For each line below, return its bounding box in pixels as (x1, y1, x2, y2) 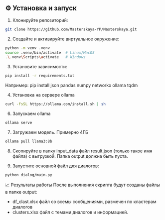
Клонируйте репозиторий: (12, 17, 68, 23)
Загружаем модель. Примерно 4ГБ (12, 129, 88, 135)
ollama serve (5, 120, 32, 125)
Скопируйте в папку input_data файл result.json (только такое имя (12, 148, 153, 154)
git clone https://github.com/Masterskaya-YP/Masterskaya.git (5, 27, 137, 32)
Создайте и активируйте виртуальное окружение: (12, 36, 120, 42)
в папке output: (5, 189, 37, 195)
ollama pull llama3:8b (5, 139, 52, 144)
